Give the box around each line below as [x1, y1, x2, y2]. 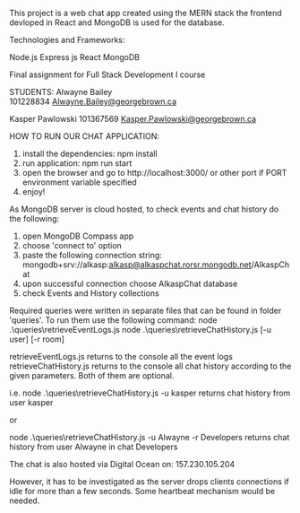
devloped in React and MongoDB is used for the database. [9, 17, 226, 28]
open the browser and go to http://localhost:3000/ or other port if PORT [21, 168, 287, 178]
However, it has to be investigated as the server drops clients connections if [9, 476, 289, 487]
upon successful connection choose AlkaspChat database [21, 278, 238, 289]
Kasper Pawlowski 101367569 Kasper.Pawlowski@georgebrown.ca [9, 114, 257, 124]
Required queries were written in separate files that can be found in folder [9, 305, 282, 316]
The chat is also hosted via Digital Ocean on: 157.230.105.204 [9, 459, 236, 469]
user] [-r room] [9, 334, 65, 344]
